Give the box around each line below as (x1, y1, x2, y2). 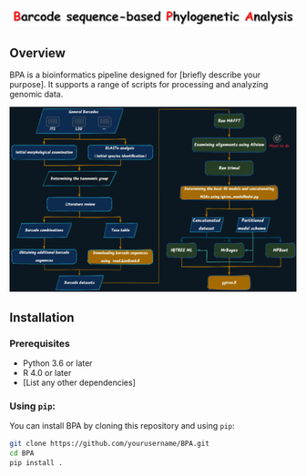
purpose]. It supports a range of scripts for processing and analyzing (9, 79, 269, 90)
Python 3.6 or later (22, 358, 93, 369)
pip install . (9, 459, 64, 468)
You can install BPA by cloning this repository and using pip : (9, 420, 235, 431)
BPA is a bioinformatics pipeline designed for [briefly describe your (9, 69, 261, 80)
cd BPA (9, 449, 35, 458)
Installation (9, 309, 75, 325)
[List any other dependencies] (22, 377, 137, 389)
